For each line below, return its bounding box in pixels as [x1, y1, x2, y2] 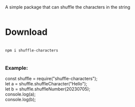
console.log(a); [5, 91, 36, 97]
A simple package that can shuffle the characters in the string [5, 4, 131, 10]
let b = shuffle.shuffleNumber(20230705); [5, 86, 90, 92]
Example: [5, 64, 28, 71]
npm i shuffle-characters [5, 48, 58, 53]
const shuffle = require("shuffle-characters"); [5, 76, 98, 81]
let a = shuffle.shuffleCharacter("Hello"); [5, 81, 88, 87]
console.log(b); [5, 97, 36, 103]
